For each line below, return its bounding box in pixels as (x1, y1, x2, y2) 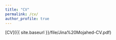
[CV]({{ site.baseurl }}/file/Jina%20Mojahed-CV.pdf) (5, 30, 112, 36)
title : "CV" (5, 7, 29, 12)
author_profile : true (5, 16, 50, 21)
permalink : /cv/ (5, 12, 38, 17)
